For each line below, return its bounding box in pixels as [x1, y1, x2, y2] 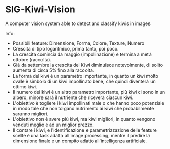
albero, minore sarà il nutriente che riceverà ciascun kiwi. [12, 94, 134, 101]
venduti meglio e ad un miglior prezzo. [12, 121, 94, 128]
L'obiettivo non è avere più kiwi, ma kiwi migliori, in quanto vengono [12, 116, 156, 122]
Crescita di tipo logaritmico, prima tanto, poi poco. [12, 45, 119, 52]
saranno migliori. [12, 111, 49, 117]
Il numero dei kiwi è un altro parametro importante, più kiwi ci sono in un [12, 89, 165, 95]
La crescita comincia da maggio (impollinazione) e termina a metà [12, 51, 152, 57]
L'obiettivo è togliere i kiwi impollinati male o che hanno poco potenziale [12, 100, 165, 106]
